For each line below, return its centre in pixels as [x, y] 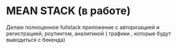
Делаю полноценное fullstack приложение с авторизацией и [83, 27]
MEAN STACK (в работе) [69, 11]
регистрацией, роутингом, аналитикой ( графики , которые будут [89, 33]
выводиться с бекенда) [36, 40]
